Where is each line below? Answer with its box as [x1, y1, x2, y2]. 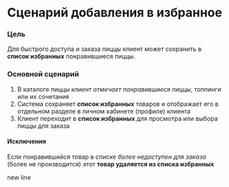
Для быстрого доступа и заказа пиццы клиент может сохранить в [7, 45, 202, 53]
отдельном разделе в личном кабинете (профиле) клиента [17, 107, 191, 115]
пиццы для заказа [17, 122, 70, 130]
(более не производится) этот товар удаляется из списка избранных [7, 159, 215, 168]
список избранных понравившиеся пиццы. [7, 52, 136, 60]
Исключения [7, 137, 46, 146]
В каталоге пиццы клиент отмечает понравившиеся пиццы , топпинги [17, 85, 222, 93]
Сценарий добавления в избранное [7, 5, 223, 21]
